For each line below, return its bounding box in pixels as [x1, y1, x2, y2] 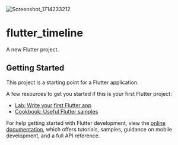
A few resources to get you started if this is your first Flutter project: [6, 90, 172, 97]
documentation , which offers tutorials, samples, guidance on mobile [6, 125, 172, 133]
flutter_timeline [6, 27, 83, 40]
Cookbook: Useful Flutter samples [14, 108, 98, 115]
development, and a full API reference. [6, 132, 100, 139]
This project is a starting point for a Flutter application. [6, 79, 139, 86]
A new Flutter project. [6, 46, 59, 53]
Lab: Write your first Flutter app [14, 101, 92, 109]
